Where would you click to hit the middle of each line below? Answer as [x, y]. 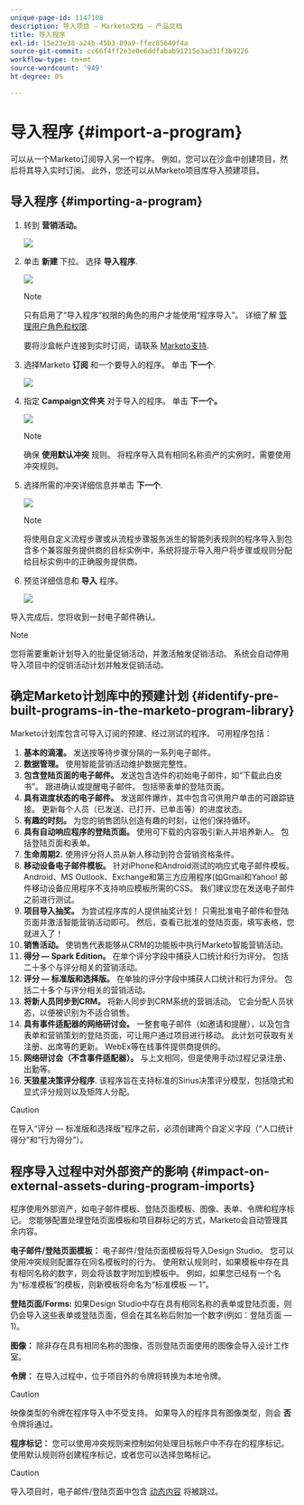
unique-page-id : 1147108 [57, 18]
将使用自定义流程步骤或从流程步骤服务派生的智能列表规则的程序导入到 [154, 538]
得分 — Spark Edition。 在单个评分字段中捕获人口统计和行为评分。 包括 [156, 956]
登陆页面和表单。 [63, 843]
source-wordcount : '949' [57, 69]
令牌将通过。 [34, 1425]
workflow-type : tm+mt [51, 60]
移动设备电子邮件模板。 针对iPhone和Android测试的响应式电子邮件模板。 [159, 866]
